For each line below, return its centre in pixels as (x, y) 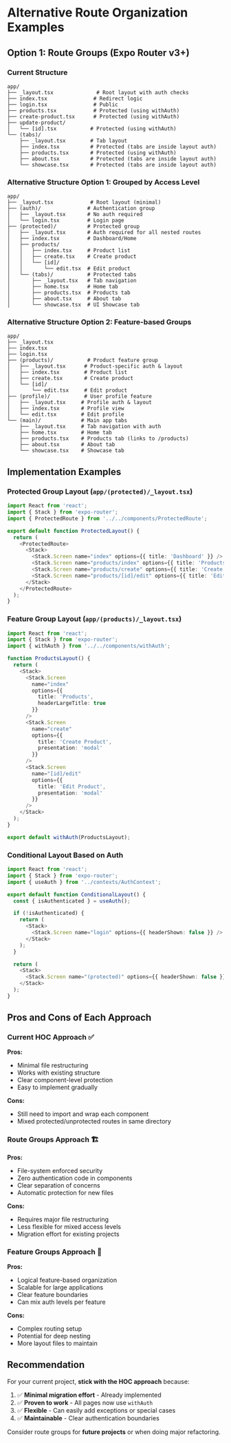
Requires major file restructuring (63, 1219)
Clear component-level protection (65, 1080)
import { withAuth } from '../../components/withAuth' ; (89, 646)
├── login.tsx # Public (63, 105)
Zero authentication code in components (75, 1178)
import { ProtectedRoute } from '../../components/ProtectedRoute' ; (107, 518)
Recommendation (46, 1365)
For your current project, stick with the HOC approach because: (98, 1381)
